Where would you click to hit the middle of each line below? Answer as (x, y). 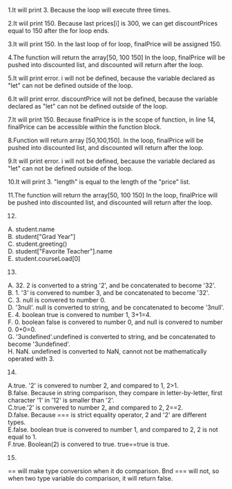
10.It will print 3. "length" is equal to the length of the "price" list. (99, 182)
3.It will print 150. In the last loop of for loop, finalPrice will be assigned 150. (115, 44)
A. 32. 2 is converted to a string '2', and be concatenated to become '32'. (112, 285)
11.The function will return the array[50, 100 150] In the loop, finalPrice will (113, 195)
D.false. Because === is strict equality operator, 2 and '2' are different (107, 415)
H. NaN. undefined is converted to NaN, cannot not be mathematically (107, 351)
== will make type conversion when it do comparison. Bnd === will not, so (114, 471)
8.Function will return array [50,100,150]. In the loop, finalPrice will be (106, 140)
